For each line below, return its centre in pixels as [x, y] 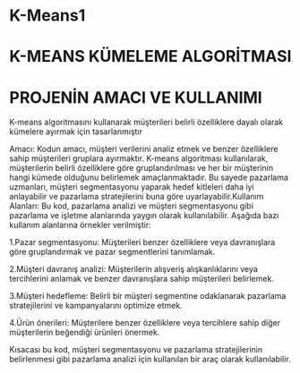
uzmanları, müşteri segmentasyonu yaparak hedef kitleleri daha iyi [132, 187]
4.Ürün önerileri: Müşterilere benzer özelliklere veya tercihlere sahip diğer [145, 323]
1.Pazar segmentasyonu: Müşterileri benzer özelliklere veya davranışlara [142, 242]
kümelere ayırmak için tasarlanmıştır [76, 131]
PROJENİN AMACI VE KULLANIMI [136, 97]
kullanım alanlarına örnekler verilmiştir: [80, 225]
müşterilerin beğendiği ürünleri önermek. [85, 333]
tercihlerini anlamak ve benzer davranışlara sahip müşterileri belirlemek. [142, 279]
